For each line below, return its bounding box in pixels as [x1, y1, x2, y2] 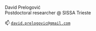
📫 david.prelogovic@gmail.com [5, 20, 71, 26]
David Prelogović [5, 5, 41, 10]
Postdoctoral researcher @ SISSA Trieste [5, 10, 91, 16]
